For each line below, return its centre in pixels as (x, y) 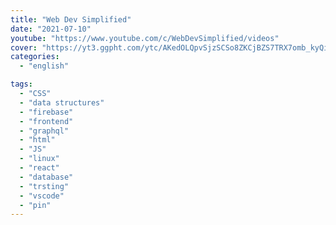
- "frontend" (46, 121)
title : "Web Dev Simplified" (71, 19)
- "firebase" (46, 112)
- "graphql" (44, 131)
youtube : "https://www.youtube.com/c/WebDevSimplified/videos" (145, 38)
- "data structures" (62, 102)
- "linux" (39, 159)
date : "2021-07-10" (51, 29)
